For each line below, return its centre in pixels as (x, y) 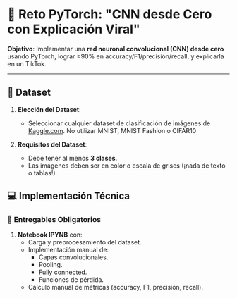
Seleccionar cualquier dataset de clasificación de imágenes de (119, 123)
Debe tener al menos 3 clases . (73, 158)
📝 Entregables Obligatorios (54, 220)
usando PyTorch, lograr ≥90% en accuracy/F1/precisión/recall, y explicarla (116, 56)
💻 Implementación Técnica (69, 196)
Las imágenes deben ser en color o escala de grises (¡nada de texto (127, 166)
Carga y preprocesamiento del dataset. (85, 242)
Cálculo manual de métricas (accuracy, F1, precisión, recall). (115, 287)
